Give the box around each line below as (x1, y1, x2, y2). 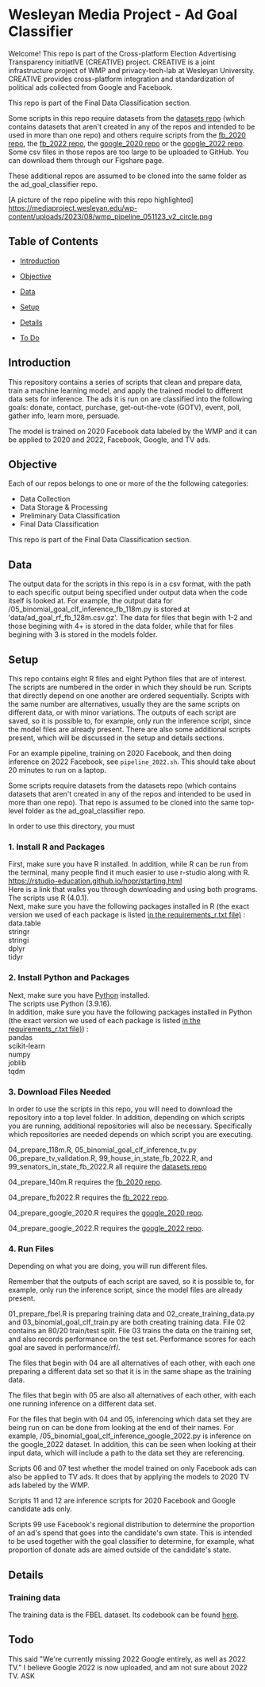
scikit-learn (8, 1041, 45, 1050)
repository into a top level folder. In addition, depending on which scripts (8, 1112, 245, 1122)
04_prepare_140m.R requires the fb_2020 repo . (8, 1177, 163, 1186)
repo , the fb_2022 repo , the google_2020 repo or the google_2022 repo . (8, 138, 245, 148)
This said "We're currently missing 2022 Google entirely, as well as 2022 (8, 1654, 246, 1663)
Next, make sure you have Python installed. (8, 990, 150, 999)
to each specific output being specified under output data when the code (8, 588, 248, 597)
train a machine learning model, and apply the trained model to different (8, 386, 244, 395)
